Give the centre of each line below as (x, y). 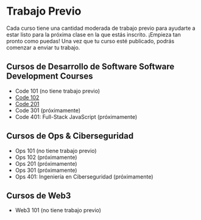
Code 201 (27, 104)
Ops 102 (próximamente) (46, 157)
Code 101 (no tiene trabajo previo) (58, 91)
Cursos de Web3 (39, 195)
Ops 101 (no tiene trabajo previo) (56, 151)
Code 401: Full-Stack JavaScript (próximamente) (76, 116)
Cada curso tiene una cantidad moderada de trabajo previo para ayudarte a (101, 28)
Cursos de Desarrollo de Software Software (90, 67)
